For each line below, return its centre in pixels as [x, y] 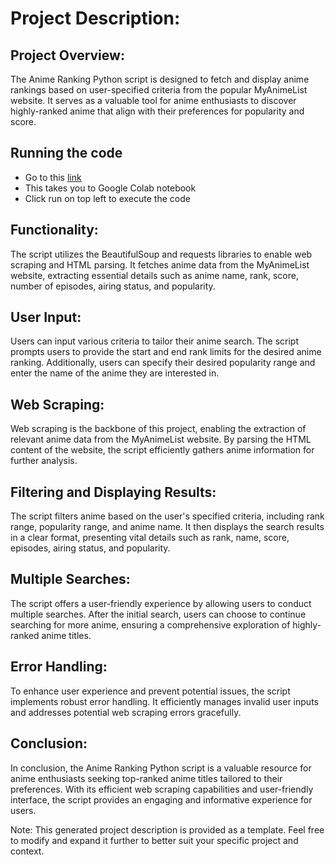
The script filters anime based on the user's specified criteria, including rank [167, 516]
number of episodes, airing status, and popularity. [113, 286]
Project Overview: [67, 55]
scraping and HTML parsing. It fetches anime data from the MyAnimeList [160, 264]
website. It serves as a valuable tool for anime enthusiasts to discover [153, 100]
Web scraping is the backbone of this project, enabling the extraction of [158, 429]
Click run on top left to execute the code [107, 198]
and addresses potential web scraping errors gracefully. [126, 712]
